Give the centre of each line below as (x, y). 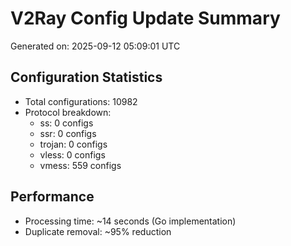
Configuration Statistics (86, 77)
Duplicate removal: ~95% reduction (98, 231)
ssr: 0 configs (68, 133)
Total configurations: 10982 (81, 101)
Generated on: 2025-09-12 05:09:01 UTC (95, 46)
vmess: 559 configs (80, 165)
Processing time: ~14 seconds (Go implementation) (130, 221)
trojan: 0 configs (73, 144)
